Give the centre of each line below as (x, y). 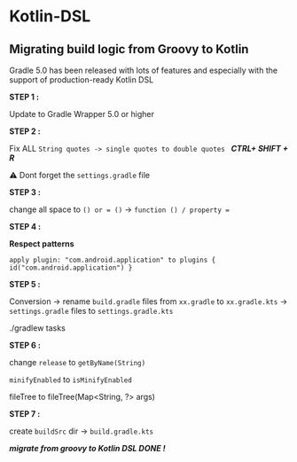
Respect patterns (42, 244)
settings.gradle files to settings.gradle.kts (91, 311)
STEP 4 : (25, 227)
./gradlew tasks (38, 328)
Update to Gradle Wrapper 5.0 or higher (82, 114)
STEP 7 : (25, 414)
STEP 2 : (25, 131)
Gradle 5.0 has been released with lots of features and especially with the (143, 70)
